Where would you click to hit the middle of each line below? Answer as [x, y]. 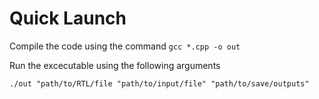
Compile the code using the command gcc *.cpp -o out [125, 46]
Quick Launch [68, 18]
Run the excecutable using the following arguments [115, 65]
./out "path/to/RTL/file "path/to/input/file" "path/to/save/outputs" [159, 83]
